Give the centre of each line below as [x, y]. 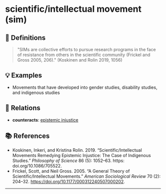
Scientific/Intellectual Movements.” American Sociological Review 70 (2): [86, 176]
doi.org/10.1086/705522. [37, 166]
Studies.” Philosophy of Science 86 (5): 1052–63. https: [68, 161]
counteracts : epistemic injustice [45, 120]
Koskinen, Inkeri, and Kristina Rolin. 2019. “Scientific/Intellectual [77, 150]
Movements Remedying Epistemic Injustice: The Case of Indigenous [82, 156]
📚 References [27, 136]
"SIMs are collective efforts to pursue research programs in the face [86, 49]
